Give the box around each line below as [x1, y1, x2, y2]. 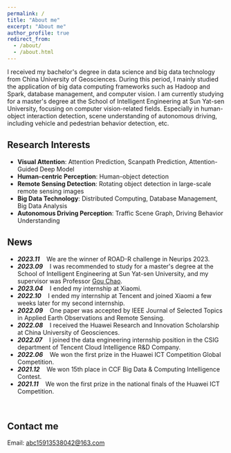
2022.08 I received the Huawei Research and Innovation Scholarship [17, 321, 220, 329]
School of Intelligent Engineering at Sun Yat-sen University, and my [17, 269, 209, 277]
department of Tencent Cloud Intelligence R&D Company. [17, 343, 181, 351]
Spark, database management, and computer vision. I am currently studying [7, 89, 224, 98]
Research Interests [7, 139, 91, 151]
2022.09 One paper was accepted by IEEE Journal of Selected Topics [17, 306, 223, 315]
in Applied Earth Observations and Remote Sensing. [17, 313, 165, 322]
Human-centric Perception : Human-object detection [17, 172, 169, 181]
